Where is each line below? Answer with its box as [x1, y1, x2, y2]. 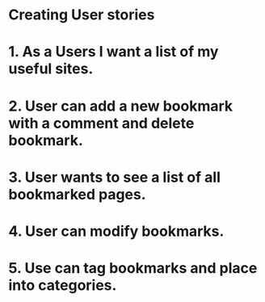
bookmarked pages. [8, 185, 147, 203]
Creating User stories [8, 6, 155, 24]
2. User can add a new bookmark [8, 97, 233, 115]
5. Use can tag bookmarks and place [8, 259, 258, 278]
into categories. [8, 276, 117, 295]
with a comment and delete [8, 114, 195, 132]
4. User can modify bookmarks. [8, 222, 225, 240]
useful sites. [8, 60, 94, 78]
